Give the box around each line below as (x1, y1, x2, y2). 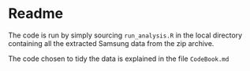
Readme (8, 5, 64, 23)
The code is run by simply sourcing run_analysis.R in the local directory (8, 30, 243, 40)
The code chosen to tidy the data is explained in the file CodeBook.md (8, 54, 229, 63)
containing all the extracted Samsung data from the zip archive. (8, 38, 215, 48)
